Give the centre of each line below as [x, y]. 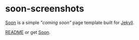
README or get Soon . [28, 32]
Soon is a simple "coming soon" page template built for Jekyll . [70, 22]
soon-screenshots [45, 9]
